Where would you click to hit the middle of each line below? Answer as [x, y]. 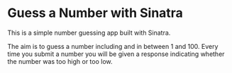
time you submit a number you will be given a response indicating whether [116, 54]
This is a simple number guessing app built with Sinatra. [89, 33]
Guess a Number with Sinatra [95, 13]
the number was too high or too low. [60, 61]
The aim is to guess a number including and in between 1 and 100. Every [113, 46]
